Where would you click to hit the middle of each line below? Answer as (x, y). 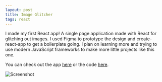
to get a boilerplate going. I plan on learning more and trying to (92, 44)
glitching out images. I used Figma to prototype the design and (70, 39)
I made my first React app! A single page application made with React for (81, 34)
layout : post (19, 10)
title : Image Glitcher (29, 15)
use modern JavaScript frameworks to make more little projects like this (80, 50)
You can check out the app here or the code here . (57, 65)
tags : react (18, 19)
